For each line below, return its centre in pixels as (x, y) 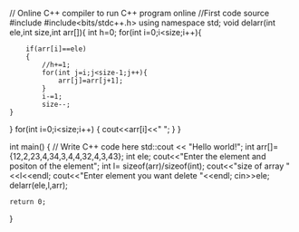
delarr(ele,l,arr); (39, 185)
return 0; (28, 202)
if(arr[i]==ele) (57, 49)
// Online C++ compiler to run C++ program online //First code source (140, 13)
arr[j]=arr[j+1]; (91, 81)
